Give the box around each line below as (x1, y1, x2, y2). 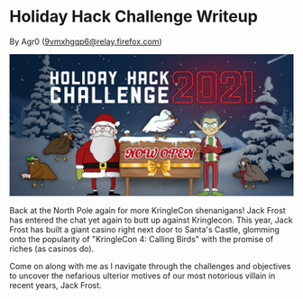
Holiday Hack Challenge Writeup (9, 6, 259, 27)
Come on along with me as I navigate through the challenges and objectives (9, 260, 291, 271)
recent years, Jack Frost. (9, 279, 102, 290)
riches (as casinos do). (9, 243, 95, 254)
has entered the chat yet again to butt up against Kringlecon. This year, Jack (9, 214, 293, 225)
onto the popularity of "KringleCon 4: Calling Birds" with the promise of (9, 233, 273, 244)
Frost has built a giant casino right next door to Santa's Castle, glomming (9, 223, 280, 235)
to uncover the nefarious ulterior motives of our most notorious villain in (9, 270, 276, 281)
